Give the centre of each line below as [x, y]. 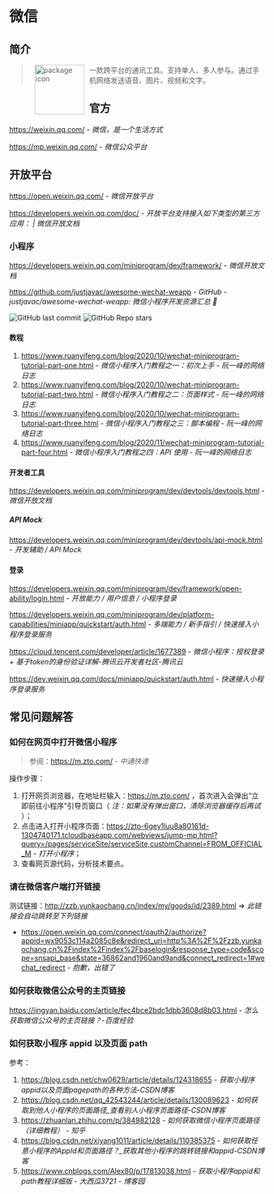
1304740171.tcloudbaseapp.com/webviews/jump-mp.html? [119, 835]
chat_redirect [43, 968]
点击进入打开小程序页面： [64, 826]
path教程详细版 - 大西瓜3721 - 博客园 [83, 1181]
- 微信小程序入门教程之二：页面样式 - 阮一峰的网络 [180, 394]
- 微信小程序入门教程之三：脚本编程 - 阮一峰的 [178, 424]
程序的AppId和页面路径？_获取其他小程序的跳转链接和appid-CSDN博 [150, 1151]
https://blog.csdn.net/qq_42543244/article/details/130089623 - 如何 [136, 1100]
